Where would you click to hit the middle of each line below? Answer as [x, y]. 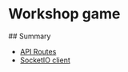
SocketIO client [45, 60]
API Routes [38, 51]
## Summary [30, 36]
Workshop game [64, 14]
